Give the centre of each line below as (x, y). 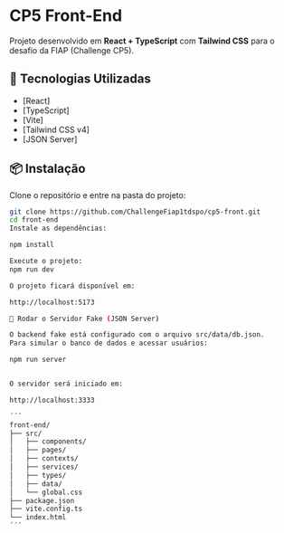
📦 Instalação (47, 169)
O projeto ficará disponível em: (72, 286)
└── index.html (38, 518)
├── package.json (42, 500)
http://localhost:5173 (52, 302)
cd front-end (34, 220)
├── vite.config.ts (46, 509)
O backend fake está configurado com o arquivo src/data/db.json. (137, 335)
